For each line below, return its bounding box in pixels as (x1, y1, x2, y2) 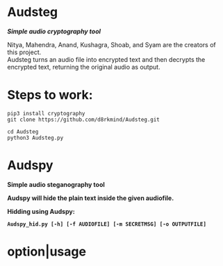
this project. (7, 48, 42, 56)
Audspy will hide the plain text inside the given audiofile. (7, 194, 174, 202)
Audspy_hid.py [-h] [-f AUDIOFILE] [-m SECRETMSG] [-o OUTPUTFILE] (7, 220, 207, 228)
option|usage (7, 244, 87, 259)
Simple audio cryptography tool (7, 27, 101, 35)
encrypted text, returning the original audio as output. (7, 63, 161, 71)
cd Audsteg (7, 128, 39, 135)
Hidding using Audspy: (7, 207, 75, 215)
